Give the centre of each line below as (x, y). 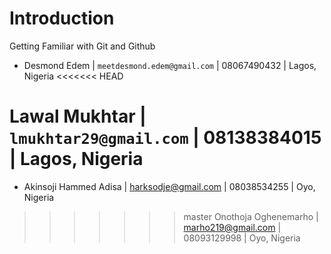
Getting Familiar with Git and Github (82, 46)
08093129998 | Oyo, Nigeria (242, 238)
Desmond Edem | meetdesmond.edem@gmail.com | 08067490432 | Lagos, (170, 65)
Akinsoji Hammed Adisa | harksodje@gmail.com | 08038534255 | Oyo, (169, 186)
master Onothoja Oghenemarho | (251, 216)
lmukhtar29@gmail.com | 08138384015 (165, 138)
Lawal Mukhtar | (78, 116)
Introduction (62, 18)
